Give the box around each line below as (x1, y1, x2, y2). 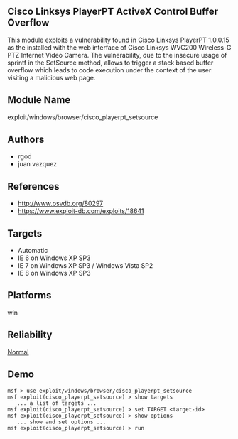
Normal (7, 347, 29, 356)
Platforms (7, 289, 52, 301)
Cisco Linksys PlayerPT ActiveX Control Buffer (7, 6, 219, 18)
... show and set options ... (16, 418, 107, 426)
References (7, 180, 60, 193)
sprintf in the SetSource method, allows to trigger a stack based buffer (7, 58, 214, 67)
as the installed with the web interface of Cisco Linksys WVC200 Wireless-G (7, 43, 232, 52)
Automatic (17, 246, 48, 255)
